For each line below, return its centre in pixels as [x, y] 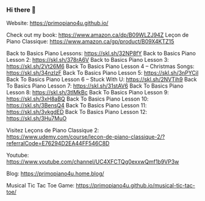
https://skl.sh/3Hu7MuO [37, 118]
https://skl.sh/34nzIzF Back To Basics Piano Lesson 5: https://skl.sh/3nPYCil [103, 73]
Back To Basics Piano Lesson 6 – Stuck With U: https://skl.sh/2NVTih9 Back [102, 80]
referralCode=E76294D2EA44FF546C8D [58, 143]
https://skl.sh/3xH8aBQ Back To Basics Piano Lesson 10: [77, 99]
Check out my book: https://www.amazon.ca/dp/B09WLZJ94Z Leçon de [98, 35]
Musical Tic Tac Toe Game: [41, 186]
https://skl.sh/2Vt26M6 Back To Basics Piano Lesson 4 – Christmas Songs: [100, 66]
